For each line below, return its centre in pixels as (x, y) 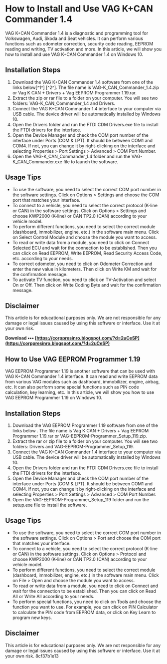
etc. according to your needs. (43, 258)
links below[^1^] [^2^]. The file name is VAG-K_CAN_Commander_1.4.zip (86, 87)
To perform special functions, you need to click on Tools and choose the (87, 602)
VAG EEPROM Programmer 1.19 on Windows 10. (54, 398)
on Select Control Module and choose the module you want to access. (84, 237)
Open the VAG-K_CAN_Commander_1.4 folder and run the (71, 156)
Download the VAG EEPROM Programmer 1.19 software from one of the (85, 425)
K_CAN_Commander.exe (37, 162)
